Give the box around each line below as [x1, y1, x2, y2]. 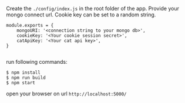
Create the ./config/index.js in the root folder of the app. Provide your [6, 5, 179, 12]
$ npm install [6, 70, 41, 75]
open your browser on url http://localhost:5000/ [6, 90, 127, 97]
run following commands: [6, 59, 68, 65]
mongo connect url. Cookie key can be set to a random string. [6, 11, 156, 18]
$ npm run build [6, 75, 46, 81]
